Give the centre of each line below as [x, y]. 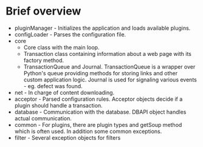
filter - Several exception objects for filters [67, 137]
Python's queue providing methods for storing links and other [100, 73]
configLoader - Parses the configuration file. [70, 34]
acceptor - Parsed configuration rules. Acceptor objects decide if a [98, 99]
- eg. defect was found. [53, 86]
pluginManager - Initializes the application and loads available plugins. [102, 28]
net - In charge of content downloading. [64, 92]
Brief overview [43, 11]
